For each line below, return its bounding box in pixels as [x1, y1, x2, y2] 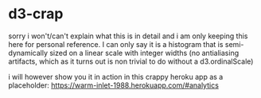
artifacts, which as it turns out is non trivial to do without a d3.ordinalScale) [8, 57, 254, 66]
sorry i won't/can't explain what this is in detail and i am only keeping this [8, 31, 248, 41]
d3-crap [8, 5, 64, 23]
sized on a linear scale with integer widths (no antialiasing [49, 48, 240, 57]
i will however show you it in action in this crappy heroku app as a [8, 72, 224, 81]
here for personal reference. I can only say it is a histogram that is [8, 39, 224, 49]
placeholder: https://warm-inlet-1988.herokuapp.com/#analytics [8, 80, 219, 90]
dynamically [8, 48, 49, 57]
